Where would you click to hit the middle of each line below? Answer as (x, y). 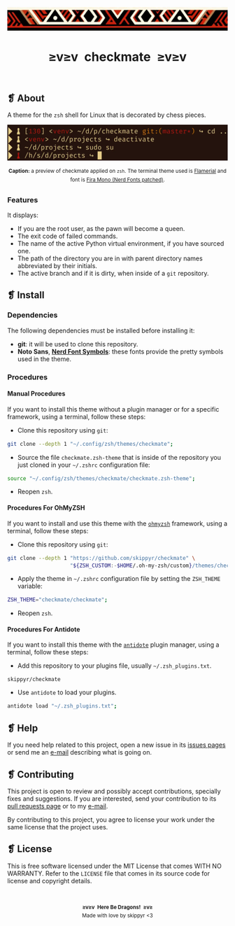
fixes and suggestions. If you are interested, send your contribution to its (112, 799)
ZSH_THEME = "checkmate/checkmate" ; (58, 600)
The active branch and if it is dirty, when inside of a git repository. (113, 273)
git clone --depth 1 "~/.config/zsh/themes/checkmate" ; (90, 444)
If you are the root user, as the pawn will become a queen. (101, 228)
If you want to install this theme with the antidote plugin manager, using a (113, 645)
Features (23, 199)
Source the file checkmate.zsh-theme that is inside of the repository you (119, 457)
